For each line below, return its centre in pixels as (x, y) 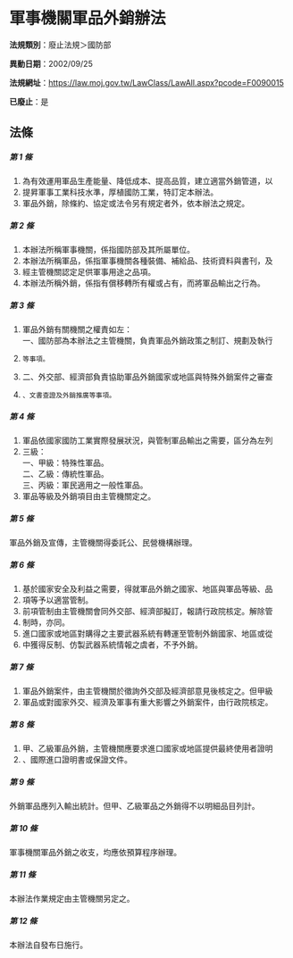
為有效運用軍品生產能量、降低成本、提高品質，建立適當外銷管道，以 (147, 181)
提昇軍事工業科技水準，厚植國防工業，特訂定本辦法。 (120, 192)
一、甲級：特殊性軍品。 (65, 463)
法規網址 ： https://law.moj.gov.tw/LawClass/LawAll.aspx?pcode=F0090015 (146, 82)
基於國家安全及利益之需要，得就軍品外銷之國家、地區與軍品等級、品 (147, 589)
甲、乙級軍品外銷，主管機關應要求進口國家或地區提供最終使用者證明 (147, 749)
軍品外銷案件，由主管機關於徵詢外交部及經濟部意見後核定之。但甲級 (147, 691)
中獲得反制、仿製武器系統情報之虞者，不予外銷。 (112, 645)
